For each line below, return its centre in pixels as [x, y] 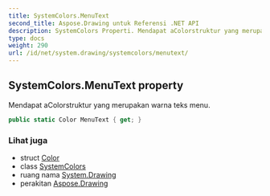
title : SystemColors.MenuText [59, 16]
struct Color [40, 157]
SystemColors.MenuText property [96, 86]
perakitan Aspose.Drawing [64, 183]
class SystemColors [53, 166]
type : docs [27, 38]
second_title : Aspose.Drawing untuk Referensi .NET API [104, 23]
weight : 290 [28, 46]
